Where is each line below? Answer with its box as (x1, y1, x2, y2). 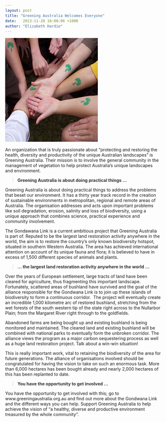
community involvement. (5, 218, 55, 224)
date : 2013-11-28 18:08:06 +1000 (5, 18, 79, 23)
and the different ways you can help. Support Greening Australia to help (5, 401, 152, 407)
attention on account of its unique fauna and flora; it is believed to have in (5, 249, 155, 255)
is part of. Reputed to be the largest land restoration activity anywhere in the (5, 233, 160, 239)
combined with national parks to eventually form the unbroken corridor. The (5, 330, 159, 336)
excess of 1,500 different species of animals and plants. (5, 254, 119, 260)
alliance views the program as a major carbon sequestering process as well (5, 336, 159, 341)
